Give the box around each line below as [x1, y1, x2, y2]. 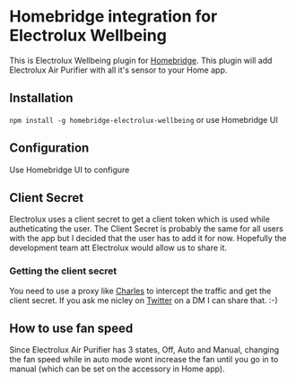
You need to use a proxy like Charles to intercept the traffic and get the [9, 285, 272, 296]
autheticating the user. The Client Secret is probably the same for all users [9, 223, 284, 234]
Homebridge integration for [9, 6, 218, 27]
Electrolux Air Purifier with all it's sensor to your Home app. [9, 65, 228, 75]
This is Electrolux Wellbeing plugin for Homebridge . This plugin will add [9, 55, 273, 65]
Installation [9, 91, 74, 106]
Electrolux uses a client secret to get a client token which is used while [9, 213, 271, 225]
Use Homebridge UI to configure [9, 164, 130, 175]
